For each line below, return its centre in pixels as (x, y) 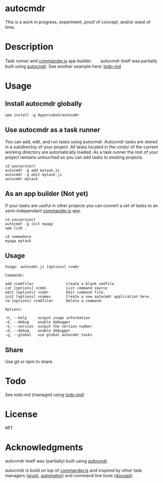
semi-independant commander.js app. (43, 211)
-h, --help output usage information (48, 318)
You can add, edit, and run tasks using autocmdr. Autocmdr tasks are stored (81, 142)
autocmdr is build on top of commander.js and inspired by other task (73, 470)
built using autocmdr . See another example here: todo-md (63, 66)
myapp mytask (18, 241)
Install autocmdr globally (44, 104)
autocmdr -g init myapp (29, 224)
